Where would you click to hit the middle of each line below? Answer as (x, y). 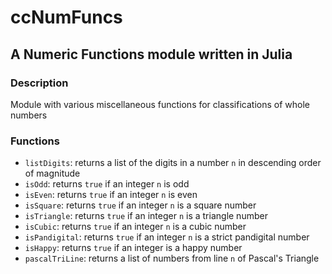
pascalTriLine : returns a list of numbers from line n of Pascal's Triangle (172, 258)
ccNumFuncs (66, 17)
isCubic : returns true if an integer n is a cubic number (135, 227)
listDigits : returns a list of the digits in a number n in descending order (173, 163)
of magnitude (52, 173)
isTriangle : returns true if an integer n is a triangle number (146, 216)
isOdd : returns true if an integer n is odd (107, 184)
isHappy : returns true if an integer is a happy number (133, 248)
